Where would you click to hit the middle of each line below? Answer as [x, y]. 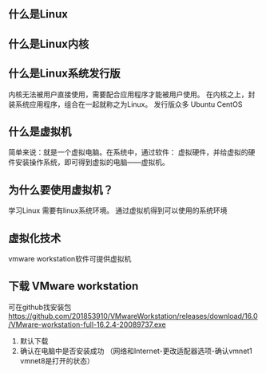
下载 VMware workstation [73, 287]
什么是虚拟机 [40, 131]
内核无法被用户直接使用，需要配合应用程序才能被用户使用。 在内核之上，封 [132, 94]
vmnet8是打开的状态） [57, 360]
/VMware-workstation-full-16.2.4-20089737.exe [87, 324]
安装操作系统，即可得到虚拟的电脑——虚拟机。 [92, 163]
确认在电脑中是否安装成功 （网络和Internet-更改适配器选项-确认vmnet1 [136, 351]
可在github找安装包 [40, 307]
